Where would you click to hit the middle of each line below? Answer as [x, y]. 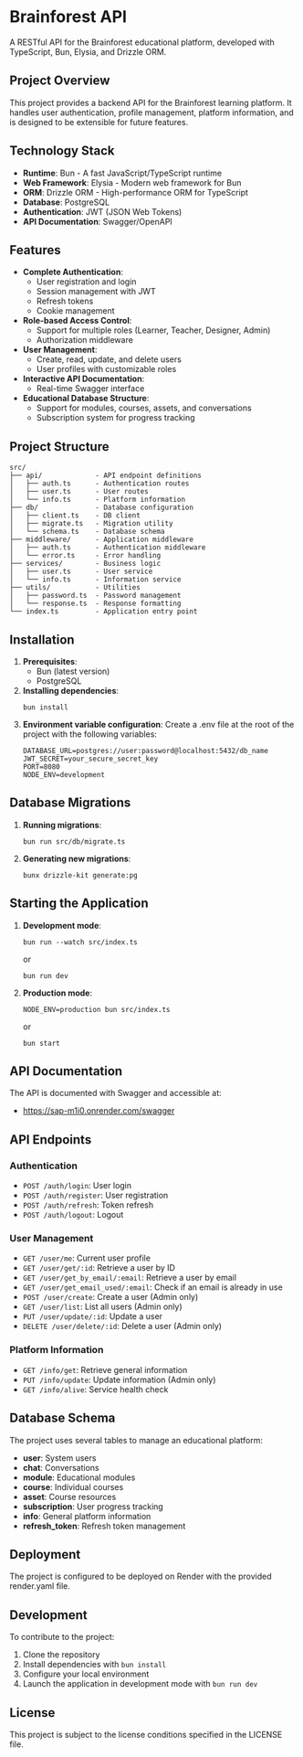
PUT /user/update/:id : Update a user [92, 1316]
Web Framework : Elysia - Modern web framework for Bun [132, 182]
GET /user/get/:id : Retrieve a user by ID [99, 1268]
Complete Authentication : [73, 272]
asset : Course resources [69, 1496]
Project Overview [60, 81]
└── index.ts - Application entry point [104, 612]
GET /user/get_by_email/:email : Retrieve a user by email [130, 1278]
